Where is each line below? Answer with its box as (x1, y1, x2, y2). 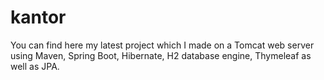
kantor (10, 6, 67, 29)
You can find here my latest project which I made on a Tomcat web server (10, 39, 315, 51)
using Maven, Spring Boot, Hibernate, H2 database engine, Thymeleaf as (10, 49, 312, 61)
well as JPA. (10, 60, 60, 72)
